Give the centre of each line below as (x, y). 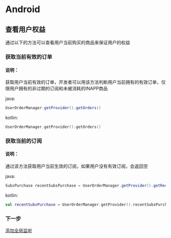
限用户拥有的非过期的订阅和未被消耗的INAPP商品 (56, 89)
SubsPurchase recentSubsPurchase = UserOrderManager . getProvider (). (79, 186)
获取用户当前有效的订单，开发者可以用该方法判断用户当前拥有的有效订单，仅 (85, 82)
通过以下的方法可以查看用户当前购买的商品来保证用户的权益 (68, 42)
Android (23, 9)
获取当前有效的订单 (29, 57)
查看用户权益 (25, 29)
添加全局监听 (19, 231)
